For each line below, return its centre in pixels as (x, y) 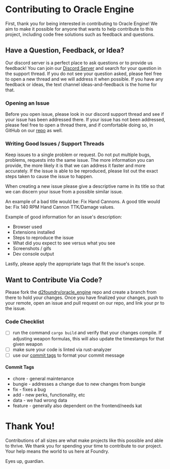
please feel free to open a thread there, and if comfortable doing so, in (79, 125)
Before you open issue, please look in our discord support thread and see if (85, 114)
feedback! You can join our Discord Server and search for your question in (83, 68)
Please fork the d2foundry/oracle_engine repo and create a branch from (81, 292)
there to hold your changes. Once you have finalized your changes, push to (84, 298)
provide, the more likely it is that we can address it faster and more (75, 166)
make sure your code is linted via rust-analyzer (62, 349)
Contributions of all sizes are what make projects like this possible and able (84, 440)
